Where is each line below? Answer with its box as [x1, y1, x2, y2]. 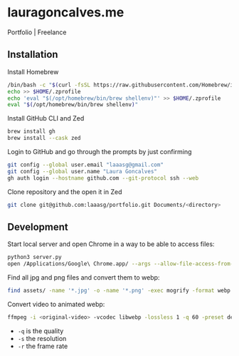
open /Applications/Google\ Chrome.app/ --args [7, 260, 152, 268]
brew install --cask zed [7, 135, 81, 142]
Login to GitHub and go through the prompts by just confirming [7, 148, 192, 156]
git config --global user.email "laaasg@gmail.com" [7, 161, 164, 168]
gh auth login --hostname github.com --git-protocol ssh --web [7, 174, 199, 182]
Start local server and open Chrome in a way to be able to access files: [7, 240, 215, 248]
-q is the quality [17, 326, 64, 335]
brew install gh [7, 128, 55, 136]
